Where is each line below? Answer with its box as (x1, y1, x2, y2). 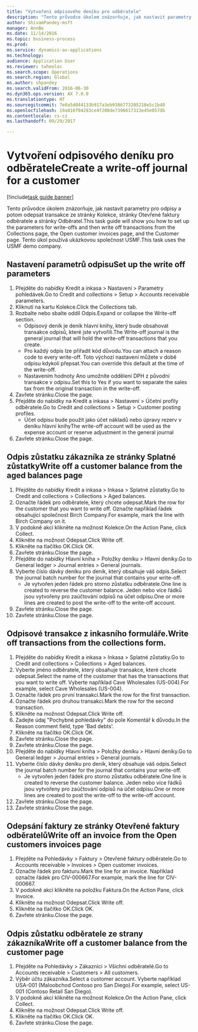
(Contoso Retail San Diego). (25, 988, 93, 995)
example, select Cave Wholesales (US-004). (15, 685, 123, 692)
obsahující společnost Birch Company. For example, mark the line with (15, 511, 184, 518)
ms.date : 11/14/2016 (6, 31, 58, 37)
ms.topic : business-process (6, 36, 76, 42)
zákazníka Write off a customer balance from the (6, 938, 187, 948)
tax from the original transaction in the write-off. (24, 385, 141, 392)
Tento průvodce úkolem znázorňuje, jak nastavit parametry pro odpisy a (6, 205, 181, 212)
